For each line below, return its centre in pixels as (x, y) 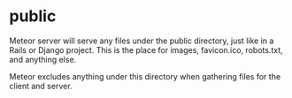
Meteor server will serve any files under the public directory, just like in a (142, 41)
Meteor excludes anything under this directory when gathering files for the (145, 76)
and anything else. (43, 59)
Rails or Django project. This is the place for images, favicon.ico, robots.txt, (146, 49)
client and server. (41, 86)
